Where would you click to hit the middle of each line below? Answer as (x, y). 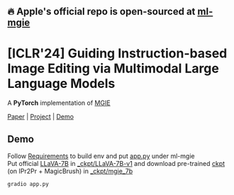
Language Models (61, 83)
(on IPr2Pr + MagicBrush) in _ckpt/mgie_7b (70, 171)
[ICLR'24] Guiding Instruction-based (117, 53)
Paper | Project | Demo (41, 117)
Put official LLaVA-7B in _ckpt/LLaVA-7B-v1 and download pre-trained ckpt (116, 164)
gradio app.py (28, 184)
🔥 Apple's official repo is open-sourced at (101, 12)
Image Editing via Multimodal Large (113, 68)
